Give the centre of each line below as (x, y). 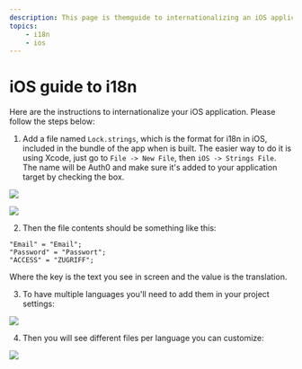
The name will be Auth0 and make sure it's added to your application (150, 168)
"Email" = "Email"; (46, 245)
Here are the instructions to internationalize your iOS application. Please (142, 112)
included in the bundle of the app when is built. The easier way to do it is (157, 148)
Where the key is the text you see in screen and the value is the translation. (148, 277)
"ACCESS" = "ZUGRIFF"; (52, 260)
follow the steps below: (53, 121)
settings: (39, 304)
